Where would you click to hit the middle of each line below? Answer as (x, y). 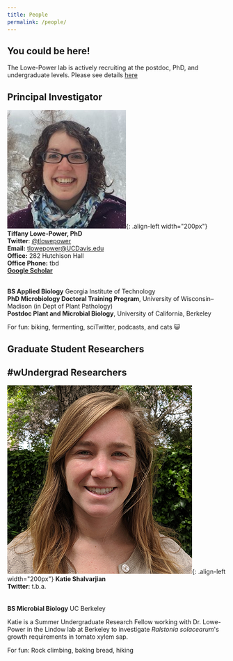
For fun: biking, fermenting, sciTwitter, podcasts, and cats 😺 (94, 327)
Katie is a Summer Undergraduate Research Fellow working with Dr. (104, 622)
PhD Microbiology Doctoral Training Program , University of (93, 299)
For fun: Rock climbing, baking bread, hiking (71, 651)
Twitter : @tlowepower (39, 241)
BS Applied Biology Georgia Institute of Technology (81, 291)
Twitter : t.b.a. (27, 587)
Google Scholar (30, 270)
